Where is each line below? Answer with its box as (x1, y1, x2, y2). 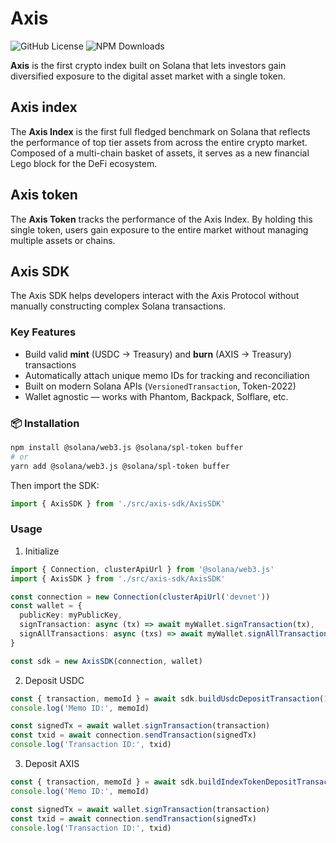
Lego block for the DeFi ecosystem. (10, 157, 158, 169)
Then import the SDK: (10, 479, 100, 491)
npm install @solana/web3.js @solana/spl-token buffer (10, 442, 244, 452)
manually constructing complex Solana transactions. (10, 300, 227, 312)
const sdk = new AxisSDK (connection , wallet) (10, 656, 203, 666)
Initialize (24, 545, 60, 557)
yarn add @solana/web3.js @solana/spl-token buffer (10, 461, 230, 471)
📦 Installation (10, 416, 80, 430)
